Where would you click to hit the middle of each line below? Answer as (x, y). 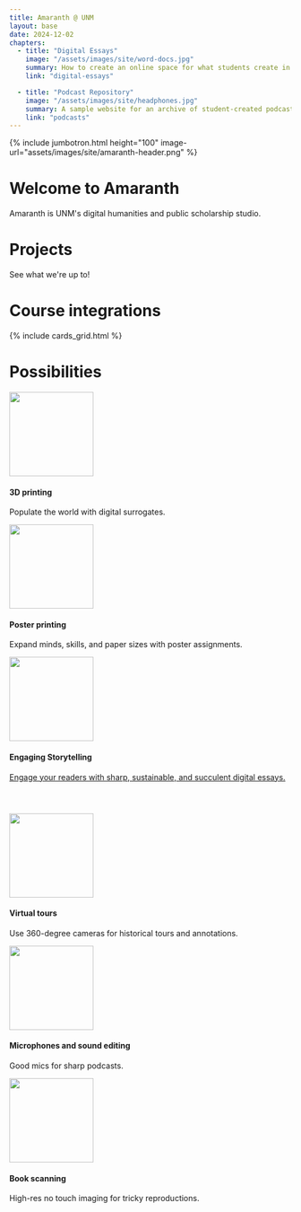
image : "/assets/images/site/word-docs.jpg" (110, 59)
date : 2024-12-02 (42, 34)
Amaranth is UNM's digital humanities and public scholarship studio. (135, 214)
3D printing (31, 492)
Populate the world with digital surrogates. (87, 512)
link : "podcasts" (58, 118)
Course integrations (85, 311)
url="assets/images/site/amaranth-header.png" (97, 153)
